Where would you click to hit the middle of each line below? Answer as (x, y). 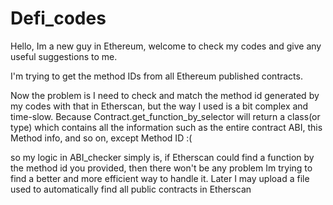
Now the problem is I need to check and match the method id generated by (165, 95)
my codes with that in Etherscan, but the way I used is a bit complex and (159, 106)
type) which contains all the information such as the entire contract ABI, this (166, 127)
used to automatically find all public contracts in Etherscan (131, 189)
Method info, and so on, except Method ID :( (101, 138)
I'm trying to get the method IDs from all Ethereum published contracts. (156, 76)
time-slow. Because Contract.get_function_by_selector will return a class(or (165, 116)
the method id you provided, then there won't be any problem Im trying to (161, 168)
